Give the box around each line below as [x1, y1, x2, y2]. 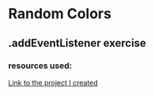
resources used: [8, 60, 73, 71]
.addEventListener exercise [8, 36, 147, 50]
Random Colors [8, 5, 112, 23]
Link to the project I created [8, 78, 99, 87]
